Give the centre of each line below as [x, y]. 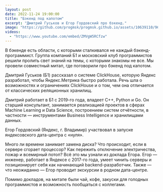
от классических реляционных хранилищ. [49, 90]
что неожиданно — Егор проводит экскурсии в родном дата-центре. [77, 170]
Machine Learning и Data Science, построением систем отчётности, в [77, 110]
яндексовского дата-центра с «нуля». [44, 135]
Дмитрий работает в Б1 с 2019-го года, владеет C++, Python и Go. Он [77, 100]
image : [12, 28]
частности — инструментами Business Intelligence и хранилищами [74, 115]
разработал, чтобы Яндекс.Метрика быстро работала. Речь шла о [73, 80]
